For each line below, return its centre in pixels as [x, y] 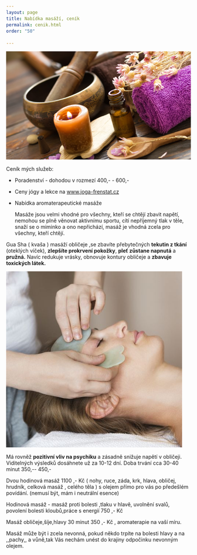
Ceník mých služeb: [30, 169]
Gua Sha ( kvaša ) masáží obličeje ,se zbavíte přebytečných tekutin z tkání [96, 245]
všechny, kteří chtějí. [40, 233]
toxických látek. [26, 263]
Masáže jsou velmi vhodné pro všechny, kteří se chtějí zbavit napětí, [97, 215]
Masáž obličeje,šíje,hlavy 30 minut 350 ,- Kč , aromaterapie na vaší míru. [94, 522]
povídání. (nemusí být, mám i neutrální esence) [62, 493]
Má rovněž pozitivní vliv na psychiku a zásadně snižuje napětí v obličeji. [94, 457]
